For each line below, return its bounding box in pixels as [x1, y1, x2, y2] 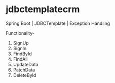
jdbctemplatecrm [6, 4, 80, 15]
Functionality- [6, 30, 35, 36]
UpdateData [13, 61, 39, 67]
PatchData [13, 67, 35, 73]
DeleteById [13, 72, 36, 78]
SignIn [13, 45, 27, 51]
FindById [13, 51, 32, 57]
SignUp [13, 39, 29, 46]
